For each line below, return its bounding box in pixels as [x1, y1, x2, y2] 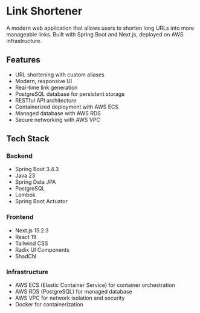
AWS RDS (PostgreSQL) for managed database [15, 288, 132, 295]
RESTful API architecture [15, 96, 77, 104]
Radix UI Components [15, 246, 69, 253]
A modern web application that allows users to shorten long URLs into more [6, 24, 195, 32]
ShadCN [15, 252, 36, 260]
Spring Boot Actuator [15, 198, 68, 205]
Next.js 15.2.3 [15, 226, 49, 234]
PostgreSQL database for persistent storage [15, 90, 125, 98]
